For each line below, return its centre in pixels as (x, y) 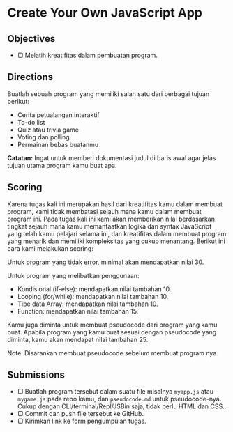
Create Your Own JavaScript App (105, 13)
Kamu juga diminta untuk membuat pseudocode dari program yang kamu (112, 325)
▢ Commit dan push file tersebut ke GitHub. (81, 414)
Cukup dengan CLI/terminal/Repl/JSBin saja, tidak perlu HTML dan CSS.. (122, 406)
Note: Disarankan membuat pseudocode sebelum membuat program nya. (113, 353)
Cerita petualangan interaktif (58, 115)
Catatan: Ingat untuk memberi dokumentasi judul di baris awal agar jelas (112, 157)
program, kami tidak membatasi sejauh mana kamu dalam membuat (104, 211)
